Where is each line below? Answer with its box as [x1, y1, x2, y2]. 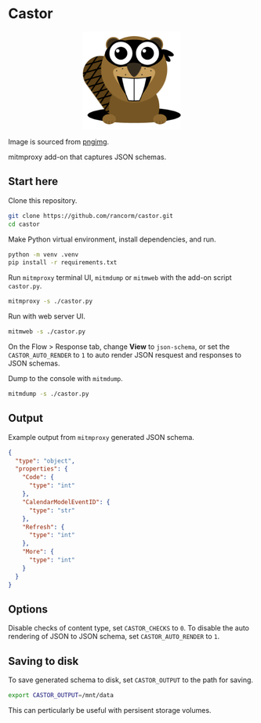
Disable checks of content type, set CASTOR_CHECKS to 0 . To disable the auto [8, 623, 249, 633]
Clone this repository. [8, 195, 78, 205]
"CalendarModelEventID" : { [22, 498, 111, 506]
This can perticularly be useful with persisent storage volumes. [8, 706, 212, 715]
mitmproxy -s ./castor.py [8, 297, 92, 306]
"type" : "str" [28, 507, 76, 514]
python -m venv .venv [8, 250, 79, 259]
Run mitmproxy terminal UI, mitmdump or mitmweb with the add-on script [8, 273, 233, 282]
